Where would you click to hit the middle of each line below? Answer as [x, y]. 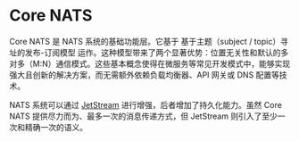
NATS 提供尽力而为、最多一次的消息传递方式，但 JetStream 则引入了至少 [144, 116]
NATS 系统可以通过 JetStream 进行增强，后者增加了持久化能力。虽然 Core [146, 104]
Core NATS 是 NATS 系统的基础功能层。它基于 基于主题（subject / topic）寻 [149, 41]
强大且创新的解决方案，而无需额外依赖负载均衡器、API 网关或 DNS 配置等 [144, 75]
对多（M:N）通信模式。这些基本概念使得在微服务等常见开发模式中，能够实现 [150, 63]
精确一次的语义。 [56, 127]
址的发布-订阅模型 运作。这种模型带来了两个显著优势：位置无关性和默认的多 [149, 52]
